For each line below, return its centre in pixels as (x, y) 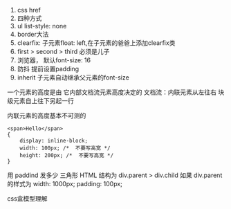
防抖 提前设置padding (48, 69)
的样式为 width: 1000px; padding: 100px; (65, 184)
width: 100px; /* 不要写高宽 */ (65, 148)
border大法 (33, 34)
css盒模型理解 (27, 199)
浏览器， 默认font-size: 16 (54, 60)
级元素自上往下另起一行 (40, 101)
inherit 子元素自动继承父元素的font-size (73, 78)
